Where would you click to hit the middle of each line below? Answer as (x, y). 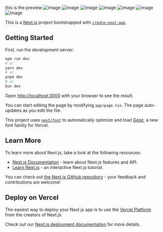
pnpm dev (14, 77)
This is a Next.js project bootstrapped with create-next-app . (66, 22)
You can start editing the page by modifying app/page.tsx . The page (74, 105)
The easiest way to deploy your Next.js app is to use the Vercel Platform (78, 209)
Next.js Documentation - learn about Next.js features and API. (75, 162)
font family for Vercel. (27, 125)
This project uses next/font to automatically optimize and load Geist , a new (82, 120)
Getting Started (29, 38)
